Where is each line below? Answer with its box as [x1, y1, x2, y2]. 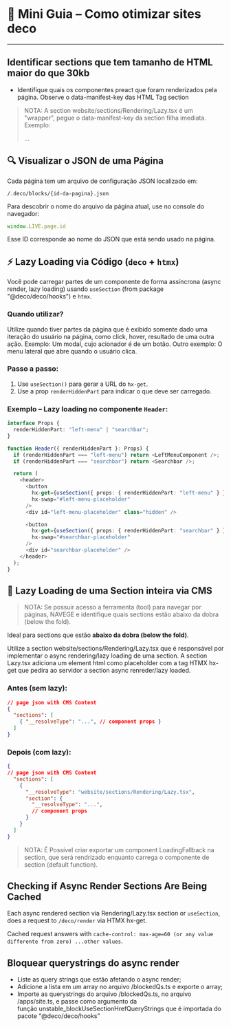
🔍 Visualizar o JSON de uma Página [7, 155, 164, 167]
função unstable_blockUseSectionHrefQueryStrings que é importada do [16, 1004, 221, 1013]
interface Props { [7, 420, 60, 427]
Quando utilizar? [7, 310, 64, 319]
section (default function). [23, 860, 98, 869]
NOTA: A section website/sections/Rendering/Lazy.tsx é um [23, 106, 194, 114]
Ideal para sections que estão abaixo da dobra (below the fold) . [7, 631, 189, 639]
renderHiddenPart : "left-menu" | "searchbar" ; [13, 426, 149, 433]
